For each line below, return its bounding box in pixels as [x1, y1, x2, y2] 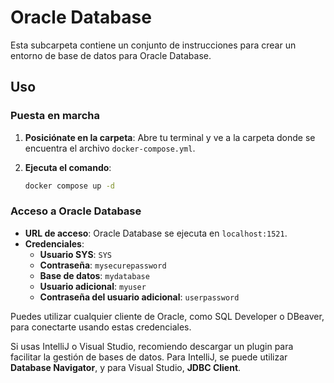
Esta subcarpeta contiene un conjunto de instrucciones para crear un [10, 39, 297, 51]
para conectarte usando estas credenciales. [10, 321, 192, 333]
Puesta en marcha [10, 109, 100, 123]
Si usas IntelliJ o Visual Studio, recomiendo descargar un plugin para [10, 340, 294, 352]
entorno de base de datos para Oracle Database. [10, 49, 212, 61]
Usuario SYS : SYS [39, 248, 113, 260]
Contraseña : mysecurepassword [39, 259, 167, 271]
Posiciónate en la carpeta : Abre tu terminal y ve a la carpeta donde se [24, 131, 316, 143]
